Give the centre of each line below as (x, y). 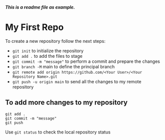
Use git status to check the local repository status (58, 132)
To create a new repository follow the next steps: (55, 41)
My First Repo (34, 27)
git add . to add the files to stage (47, 56)
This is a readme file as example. (40, 7)
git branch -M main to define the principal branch (64, 66)
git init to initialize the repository (48, 51)
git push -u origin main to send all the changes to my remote (77, 81)
